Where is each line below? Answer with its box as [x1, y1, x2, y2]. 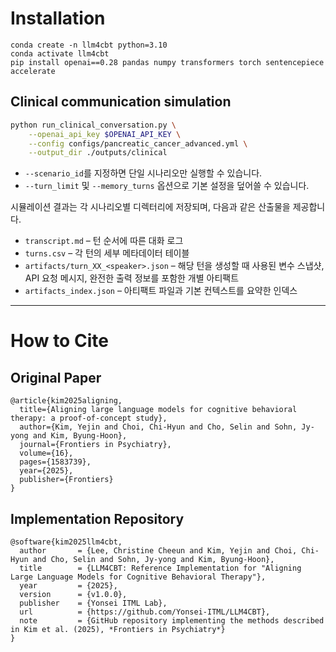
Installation [10, 7, 106, 30]
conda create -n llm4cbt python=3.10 [10, 40, 168, 50]
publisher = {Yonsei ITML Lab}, [19, 598, 168, 609]
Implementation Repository [10, 510, 185, 527]
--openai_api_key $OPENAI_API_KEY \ [28, 129, 182, 139]
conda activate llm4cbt [10, 48, 110, 59]
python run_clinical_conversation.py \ [10, 120, 177, 130]
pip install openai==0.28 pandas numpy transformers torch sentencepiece [10, 57, 325, 67]
